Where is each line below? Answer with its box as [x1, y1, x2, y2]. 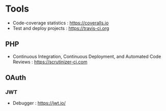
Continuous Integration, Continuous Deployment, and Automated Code [12, 53, 161, 59]
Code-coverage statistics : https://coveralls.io [12, 20, 109, 26]
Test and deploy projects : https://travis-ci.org [12, 25, 109, 31]
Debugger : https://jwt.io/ [12, 100, 66, 106]
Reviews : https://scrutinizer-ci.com [12, 59, 88, 65]
